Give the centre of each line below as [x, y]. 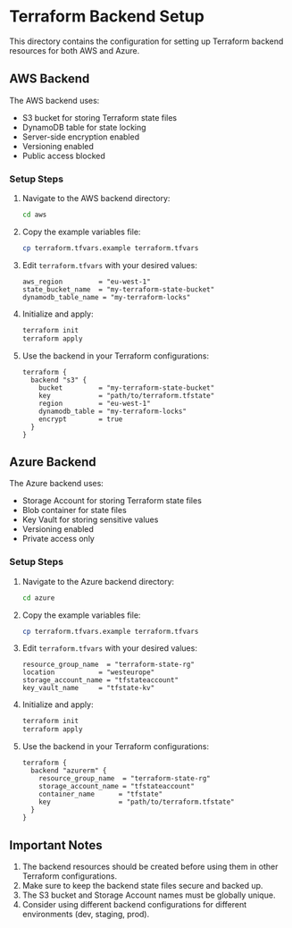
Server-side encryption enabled [81, 137]
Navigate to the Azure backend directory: [98, 581]
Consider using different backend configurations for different [134, 904]
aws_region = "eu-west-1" [86, 282]
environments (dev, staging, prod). [86, 914]
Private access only [58, 539]
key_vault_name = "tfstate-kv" [88, 688]
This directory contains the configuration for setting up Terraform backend [146, 41]
